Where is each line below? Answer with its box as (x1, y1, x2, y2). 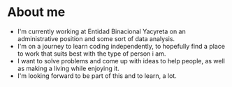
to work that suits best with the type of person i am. (17, 49, 166, 58)
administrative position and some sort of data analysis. (17, 34, 175, 42)
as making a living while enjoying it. (17, 64, 120, 72)
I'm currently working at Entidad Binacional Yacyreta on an (17, 27, 187, 35)
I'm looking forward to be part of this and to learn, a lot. (17, 71, 177, 80)
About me (7, 4, 66, 20)
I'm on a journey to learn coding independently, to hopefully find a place (17, 42, 226, 50)
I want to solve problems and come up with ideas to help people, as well (17, 56, 225, 65)
